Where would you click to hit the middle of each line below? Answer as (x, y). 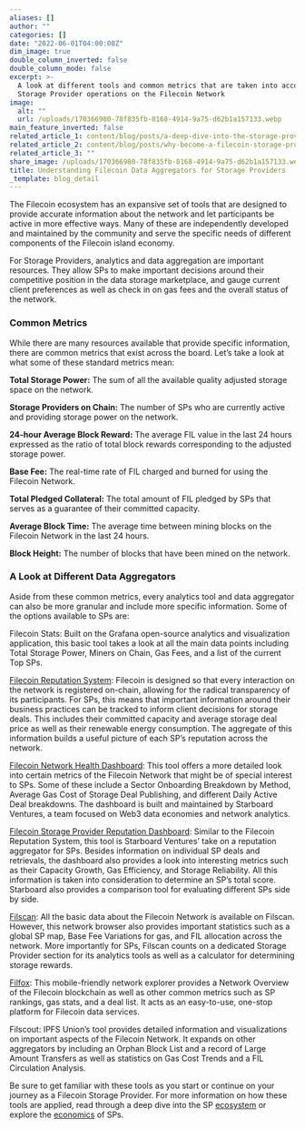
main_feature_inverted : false (67, 128)
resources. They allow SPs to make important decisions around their (137, 270)
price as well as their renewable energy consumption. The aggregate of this (151, 728)
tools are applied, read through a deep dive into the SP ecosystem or (138, 1104)
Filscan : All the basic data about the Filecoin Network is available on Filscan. (152, 916)
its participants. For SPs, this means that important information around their (150, 699)
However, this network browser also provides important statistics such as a (150, 926)
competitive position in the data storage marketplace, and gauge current (145, 280)
